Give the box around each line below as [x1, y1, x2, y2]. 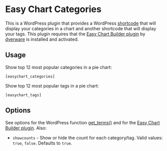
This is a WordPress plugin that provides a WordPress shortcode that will [5, 20, 156, 26]
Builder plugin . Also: [5, 125, 47, 131]
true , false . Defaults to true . [12, 140, 72, 146]
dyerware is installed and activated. [5, 36, 79, 42]
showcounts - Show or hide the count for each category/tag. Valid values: [12, 134, 163, 140]
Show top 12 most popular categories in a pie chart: [5, 64, 112, 70]
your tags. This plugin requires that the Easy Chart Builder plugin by [5, 31, 146, 37]
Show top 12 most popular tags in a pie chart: [5, 83, 99, 89]
